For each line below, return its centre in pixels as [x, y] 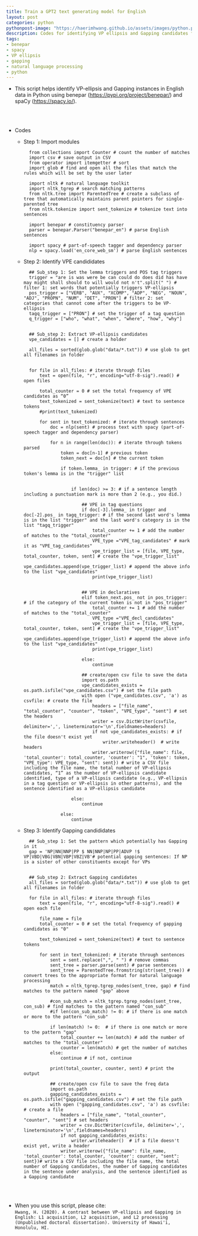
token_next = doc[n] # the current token [112, 458]
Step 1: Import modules [51, 142]
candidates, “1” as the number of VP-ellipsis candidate [95, 773]
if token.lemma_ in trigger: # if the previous [120, 469]
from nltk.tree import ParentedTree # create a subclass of [104, 194]
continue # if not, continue [96, 1058]
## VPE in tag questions [112, 505]
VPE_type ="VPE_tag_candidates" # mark [141, 541]
